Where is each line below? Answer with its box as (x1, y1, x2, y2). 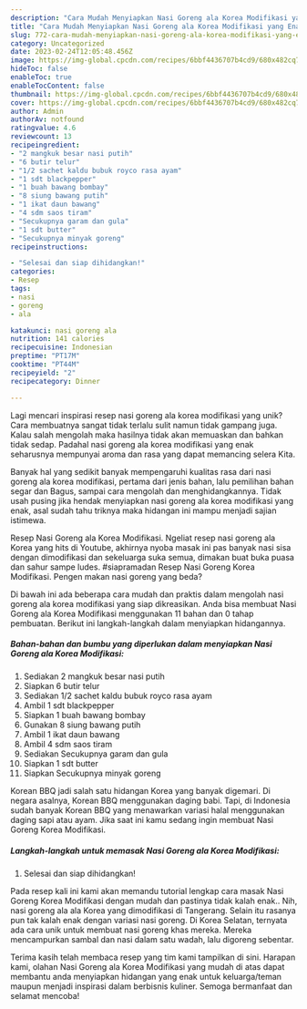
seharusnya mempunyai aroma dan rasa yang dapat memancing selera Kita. (10, 448, 295, 459)
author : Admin (10, 107, 65, 116)
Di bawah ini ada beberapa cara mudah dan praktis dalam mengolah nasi (10, 589, 284, 600)
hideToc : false (10, 65, 68, 74)
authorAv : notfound (10, 115, 85, 124)
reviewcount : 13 (10, 132, 72, 141)
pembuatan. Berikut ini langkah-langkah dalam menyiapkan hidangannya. (10, 617, 286, 629)
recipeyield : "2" (10, 368, 77, 377)
